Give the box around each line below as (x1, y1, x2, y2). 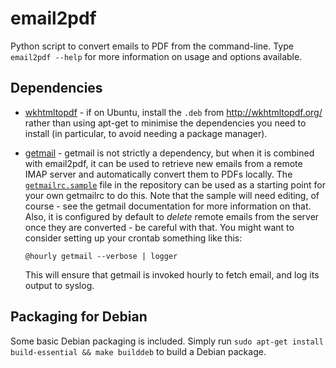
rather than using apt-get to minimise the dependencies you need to (24, 117, 307, 129)
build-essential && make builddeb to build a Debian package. (10, 345, 267, 357)
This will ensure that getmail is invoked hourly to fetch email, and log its (24, 268, 320, 281)
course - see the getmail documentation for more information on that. (24, 200, 312, 212)
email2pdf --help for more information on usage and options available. (10, 50, 303, 62)
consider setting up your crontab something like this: (24, 232, 243, 244)
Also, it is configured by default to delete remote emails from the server (24, 210, 320, 222)
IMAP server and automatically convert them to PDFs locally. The (24, 168, 293, 180)
